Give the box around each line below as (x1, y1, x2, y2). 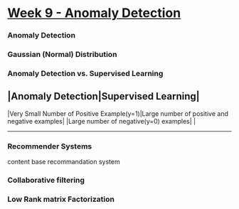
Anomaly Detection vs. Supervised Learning (7, 68, 164, 78)
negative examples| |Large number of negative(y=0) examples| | (7, 117, 196, 125)
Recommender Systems (7, 141, 92, 151)
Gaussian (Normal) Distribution (7, 50, 117, 60)
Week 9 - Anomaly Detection (7, 5, 181, 21)
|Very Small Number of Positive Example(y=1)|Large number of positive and (7, 109, 229, 118)
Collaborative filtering (7, 175, 85, 185)
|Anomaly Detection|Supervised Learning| (7, 90, 201, 102)
